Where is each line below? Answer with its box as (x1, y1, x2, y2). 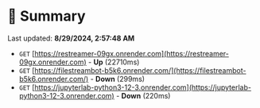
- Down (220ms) (115, 91, 171, 100)
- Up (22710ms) (87, 57, 140, 67)
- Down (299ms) (90, 74, 145, 83)
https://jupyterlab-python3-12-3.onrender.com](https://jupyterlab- (34, 83, 252, 92)
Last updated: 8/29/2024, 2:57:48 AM (7, 33, 135, 43)
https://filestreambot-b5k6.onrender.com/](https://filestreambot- (34, 65, 246, 75)
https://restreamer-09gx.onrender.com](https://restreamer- (34, 48, 230, 58)
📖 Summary (7, 7, 86, 25)
